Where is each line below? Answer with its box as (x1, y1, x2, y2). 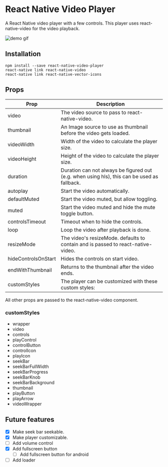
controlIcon (12, 347, 36, 354)
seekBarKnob (12, 374, 41, 380)
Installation (5, 50, 41, 58)
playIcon (12, 353, 30, 359)
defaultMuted (7, 195, 39, 202)
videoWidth (7, 141, 35, 148)
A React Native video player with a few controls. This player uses (5, 20, 139, 26)
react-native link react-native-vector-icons (5, 72, 101, 77)
